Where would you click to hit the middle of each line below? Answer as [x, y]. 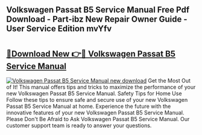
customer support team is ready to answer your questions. [79, 125]
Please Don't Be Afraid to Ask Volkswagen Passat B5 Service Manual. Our [98, 119]
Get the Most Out [169, 80]
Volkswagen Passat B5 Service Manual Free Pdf [98, 10]
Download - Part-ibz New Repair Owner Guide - [97, 20]
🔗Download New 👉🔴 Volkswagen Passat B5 [91, 54]
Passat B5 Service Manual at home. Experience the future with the [89, 106]
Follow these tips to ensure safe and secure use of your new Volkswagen [97, 100]
